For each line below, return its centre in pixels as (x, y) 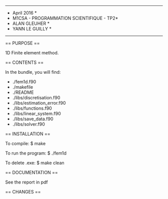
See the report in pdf (27, 182)
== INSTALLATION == (28, 134)
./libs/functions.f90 (32, 108)
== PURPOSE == (22, 43)
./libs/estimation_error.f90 (39, 103)
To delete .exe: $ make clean (35, 163)
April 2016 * (24, 13)
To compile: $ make (25, 143)
